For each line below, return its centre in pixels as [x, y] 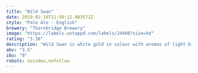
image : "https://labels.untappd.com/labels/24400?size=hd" [80, 34]
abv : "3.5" [19, 50]
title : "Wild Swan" [30, 11]
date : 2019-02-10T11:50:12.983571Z [50, 17]
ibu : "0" [17, 55]
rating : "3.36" [25, 39]
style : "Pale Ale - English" [42, 22]
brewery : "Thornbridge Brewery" [46, 28]
